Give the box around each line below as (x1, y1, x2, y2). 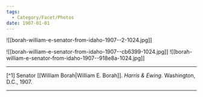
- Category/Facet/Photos (11, 14, 74, 20)
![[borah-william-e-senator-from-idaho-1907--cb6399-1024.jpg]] (6, 48, 169, 55)
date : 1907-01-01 (6, 20, 50, 26)
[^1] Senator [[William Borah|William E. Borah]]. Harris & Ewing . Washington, (6, 72, 196, 79)
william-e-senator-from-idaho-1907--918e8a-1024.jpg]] (6, 55, 145, 62)
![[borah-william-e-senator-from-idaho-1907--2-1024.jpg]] (6, 37, 152, 44)
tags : (6, 8, 20, 15)
